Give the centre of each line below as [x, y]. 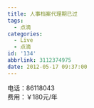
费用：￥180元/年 [33, 97]
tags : [15, 21]
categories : [25, 34]
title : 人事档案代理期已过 [43, 14]
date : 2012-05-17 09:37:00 [47, 67]
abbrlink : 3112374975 [40, 60]
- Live [23, 40]
